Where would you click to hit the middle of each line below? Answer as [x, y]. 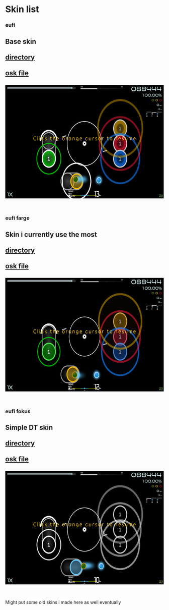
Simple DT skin [29, 428]
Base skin [21, 41]
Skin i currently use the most [51, 234]
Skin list [22, 9]
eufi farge [17, 218]
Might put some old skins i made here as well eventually [63, 602]
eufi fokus [18, 411]
